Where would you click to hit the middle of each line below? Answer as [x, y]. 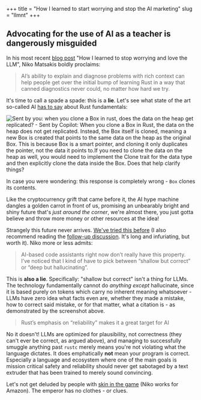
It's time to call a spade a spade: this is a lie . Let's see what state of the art [98, 100]
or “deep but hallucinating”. [55, 267]
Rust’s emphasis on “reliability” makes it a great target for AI [95, 322]
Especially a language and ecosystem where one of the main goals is [91, 360]
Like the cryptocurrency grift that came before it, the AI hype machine [92, 199]
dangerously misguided [52, 44]
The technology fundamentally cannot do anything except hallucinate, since [100, 285]
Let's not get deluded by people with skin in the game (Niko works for [92, 384]
